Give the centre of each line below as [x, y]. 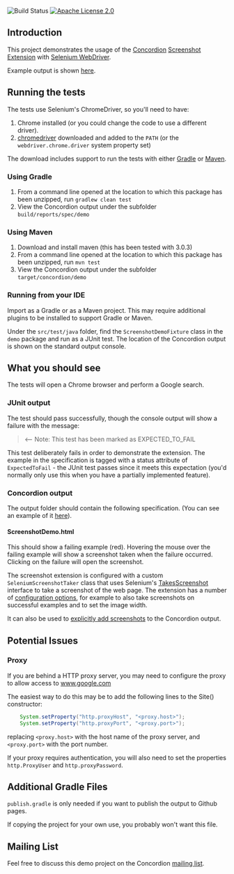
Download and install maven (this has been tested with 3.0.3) [105, 247]
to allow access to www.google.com [59, 683]
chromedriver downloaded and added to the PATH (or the [98, 138]
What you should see [54, 368]
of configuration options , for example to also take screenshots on [101, 598]
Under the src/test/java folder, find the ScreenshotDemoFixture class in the [115, 331]
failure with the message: [44, 425]
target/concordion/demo [52, 278]
